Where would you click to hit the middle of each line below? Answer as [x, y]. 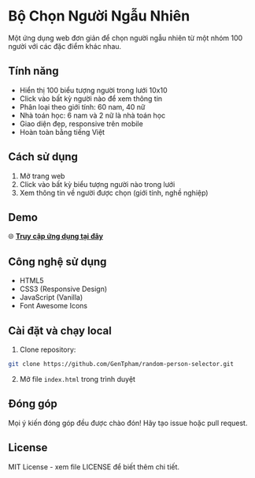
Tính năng [33, 71]
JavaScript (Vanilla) [51, 297]
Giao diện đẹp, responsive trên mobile [81, 123]
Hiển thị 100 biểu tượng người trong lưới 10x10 [93, 90]
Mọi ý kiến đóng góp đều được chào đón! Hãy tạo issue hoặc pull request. [128, 423]
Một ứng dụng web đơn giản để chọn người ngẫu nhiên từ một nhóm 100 [126, 38]
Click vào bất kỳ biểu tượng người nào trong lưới [97, 184]
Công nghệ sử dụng [57, 261]
